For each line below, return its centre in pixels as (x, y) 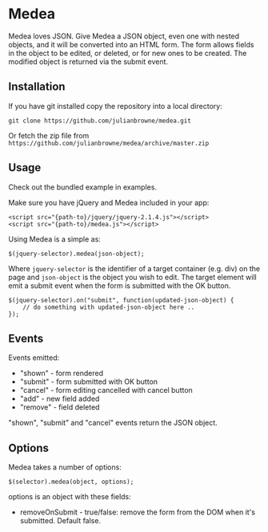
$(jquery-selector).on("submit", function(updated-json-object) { (121, 300)
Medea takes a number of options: (65, 467)
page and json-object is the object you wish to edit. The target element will (133, 277)
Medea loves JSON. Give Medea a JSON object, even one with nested (124, 36)
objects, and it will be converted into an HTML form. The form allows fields (131, 44)
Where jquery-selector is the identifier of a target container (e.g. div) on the (134, 268)
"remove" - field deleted (60, 407)
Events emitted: (34, 358)
